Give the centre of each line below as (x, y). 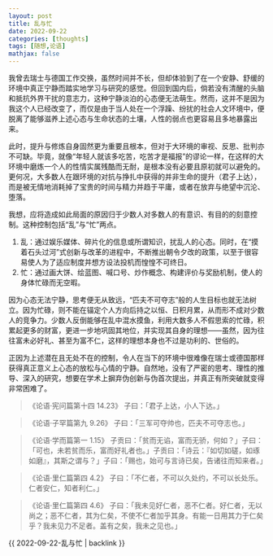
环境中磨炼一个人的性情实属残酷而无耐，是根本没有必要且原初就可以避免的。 (136, 166)
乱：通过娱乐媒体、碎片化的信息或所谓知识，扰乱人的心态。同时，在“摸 (139, 242)
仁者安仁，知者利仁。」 (66, 488)
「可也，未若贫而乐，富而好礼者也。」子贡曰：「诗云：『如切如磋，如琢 (144, 450)
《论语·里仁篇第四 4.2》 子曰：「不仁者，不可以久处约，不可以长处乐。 (145, 478)
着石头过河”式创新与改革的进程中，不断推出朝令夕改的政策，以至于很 (136, 252)
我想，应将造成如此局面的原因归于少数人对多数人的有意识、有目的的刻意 (129, 214)
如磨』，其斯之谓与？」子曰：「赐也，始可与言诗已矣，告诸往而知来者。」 (147, 460)
